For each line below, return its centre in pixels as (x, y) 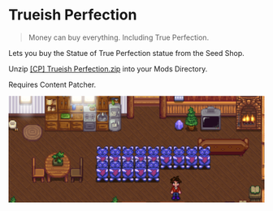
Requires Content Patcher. (52, 84)
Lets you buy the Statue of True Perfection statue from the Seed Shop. (127, 53)
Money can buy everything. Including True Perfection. (119, 37)
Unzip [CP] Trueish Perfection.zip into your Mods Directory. (108, 69)
